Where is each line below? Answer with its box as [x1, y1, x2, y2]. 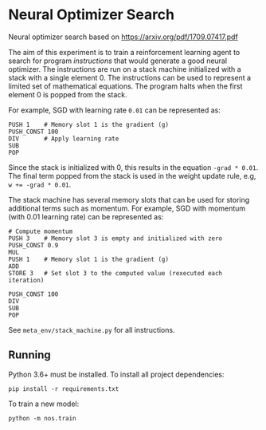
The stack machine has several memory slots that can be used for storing [8, 195, 250, 204]
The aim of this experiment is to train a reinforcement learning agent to [8, 47, 241, 57]
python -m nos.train [8, 414, 77, 422]
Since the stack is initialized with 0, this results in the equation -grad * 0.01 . [8, 162, 259, 172]
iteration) [8, 276, 45, 284]
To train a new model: [8, 399, 80, 408]
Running [8, 349, 52, 362]
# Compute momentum [8, 227, 73, 235]
